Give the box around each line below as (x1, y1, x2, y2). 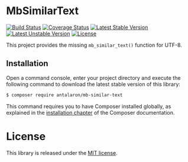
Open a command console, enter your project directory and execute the (6, 74, 181, 81)
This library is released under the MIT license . (6, 149, 118, 156)
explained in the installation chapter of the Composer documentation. (6, 109, 175, 116)
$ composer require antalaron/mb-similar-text (6, 92, 123, 98)
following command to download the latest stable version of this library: (6, 80, 180, 88)
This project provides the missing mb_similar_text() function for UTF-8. (6, 41, 182, 48)
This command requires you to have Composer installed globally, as (6, 102, 171, 110)
